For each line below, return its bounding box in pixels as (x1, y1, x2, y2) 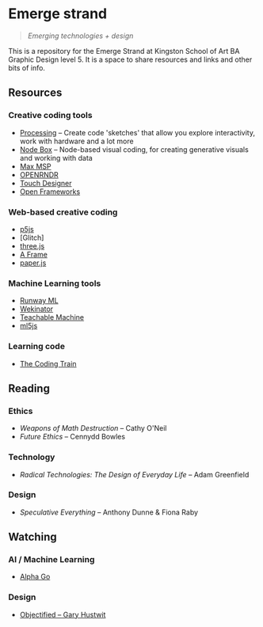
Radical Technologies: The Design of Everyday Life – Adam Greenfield (19, 469, 250, 479)
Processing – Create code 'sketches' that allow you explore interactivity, (19, 127, 256, 137)
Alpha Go (19, 572, 51, 582)
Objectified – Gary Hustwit (19, 610, 106, 619)
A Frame (19, 249, 48, 259)
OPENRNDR (19, 169, 59, 179)
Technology (8, 452, 55, 463)
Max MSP (19, 161, 51, 171)
